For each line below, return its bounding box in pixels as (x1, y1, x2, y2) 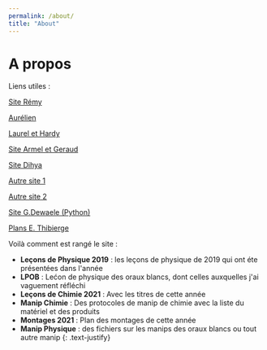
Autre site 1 (8, 176, 46, 186)
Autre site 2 (8, 192, 47, 202)
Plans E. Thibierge (8, 223, 69, 233)
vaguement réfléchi (19, 281, 86, 291)
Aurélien (8, 113, 37, 123)
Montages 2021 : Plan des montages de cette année (19, 315, 196, 326)
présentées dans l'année (19, 264, 103, 273)
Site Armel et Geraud (8, 144, 79, 155)
